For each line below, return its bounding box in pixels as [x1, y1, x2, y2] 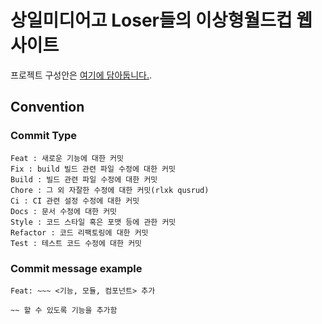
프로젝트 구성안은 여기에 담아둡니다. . [10, 69, 152, 81]
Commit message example [10, 261, 143, 275]
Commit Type [10, 129, 78, 143]
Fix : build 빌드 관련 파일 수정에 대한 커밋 [10, 164, 176, 174]
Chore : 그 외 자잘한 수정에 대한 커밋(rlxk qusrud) [10, 185, 210, 195]
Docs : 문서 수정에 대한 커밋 [10, 206, 118, 216]
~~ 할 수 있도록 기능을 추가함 [10, 305, 118, 315]
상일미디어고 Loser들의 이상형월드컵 [10, 9, 293, 32]
